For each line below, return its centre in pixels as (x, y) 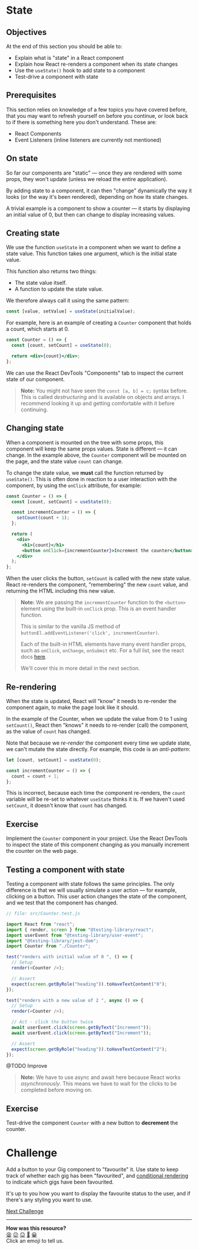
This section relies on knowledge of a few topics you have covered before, (97, 109)
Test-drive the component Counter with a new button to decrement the (92, 1123)
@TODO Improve (27, 1066)
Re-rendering (31, 687)
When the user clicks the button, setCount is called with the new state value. (99, 578)
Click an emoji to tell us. (35, 1241)
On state (22, 158)
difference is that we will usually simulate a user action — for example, (91, 890)
